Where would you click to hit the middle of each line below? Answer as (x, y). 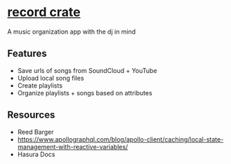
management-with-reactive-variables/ (73, 146)
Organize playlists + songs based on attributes (85, 93)
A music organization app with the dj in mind (72, 32)
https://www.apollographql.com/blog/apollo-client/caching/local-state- (120, 139)
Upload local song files (51, 78)
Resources (31, 115)
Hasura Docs (36, 154)
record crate (44, 12)
